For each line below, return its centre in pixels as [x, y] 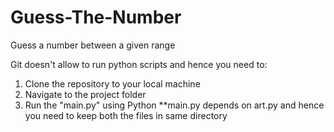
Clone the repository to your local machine [112, 83]
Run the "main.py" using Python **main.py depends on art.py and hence [174, 105]
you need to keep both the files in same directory [126, 115]
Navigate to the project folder [85, 94]
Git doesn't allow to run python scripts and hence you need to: [139, 64]
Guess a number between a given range [93, 45]
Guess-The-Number [96, 17]
